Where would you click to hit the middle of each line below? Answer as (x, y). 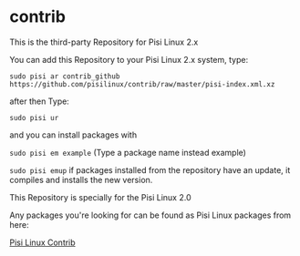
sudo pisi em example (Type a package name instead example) (128, 152)
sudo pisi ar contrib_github (65, 76)
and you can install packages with (73, 135)
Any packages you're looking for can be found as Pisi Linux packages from (150, 215)
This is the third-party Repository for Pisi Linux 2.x (104, 42)
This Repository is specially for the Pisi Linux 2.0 (100, 197)
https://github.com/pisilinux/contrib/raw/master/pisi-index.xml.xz (142, 84)
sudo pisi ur (34, 118)
